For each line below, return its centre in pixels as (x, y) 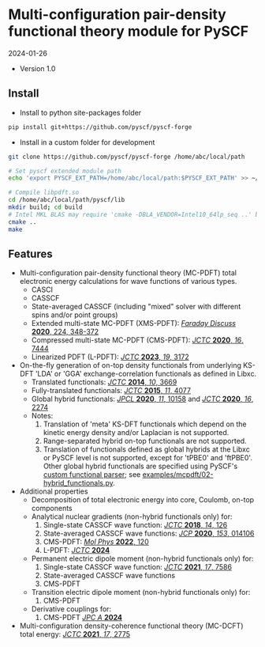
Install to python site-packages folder (80, 112)
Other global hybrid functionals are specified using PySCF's (140, 466)
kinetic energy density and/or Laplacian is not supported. (136, 433)
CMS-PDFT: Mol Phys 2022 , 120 (96, 542)
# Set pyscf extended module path (65, 171)
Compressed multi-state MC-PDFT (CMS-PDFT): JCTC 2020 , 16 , (138, 340)
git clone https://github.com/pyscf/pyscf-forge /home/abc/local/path (127, 157)
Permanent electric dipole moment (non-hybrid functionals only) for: (142, 558)
